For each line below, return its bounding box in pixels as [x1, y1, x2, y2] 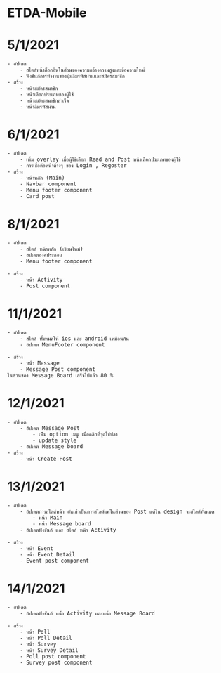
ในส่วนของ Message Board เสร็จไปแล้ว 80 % [7, 372, 114, 379]
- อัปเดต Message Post [20, 424, 80, 431]
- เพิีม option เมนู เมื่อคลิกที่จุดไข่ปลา [32, 431, 118, 438]
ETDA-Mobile [7, 5, 87, 21]
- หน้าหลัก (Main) [20, 174, 65, 182]
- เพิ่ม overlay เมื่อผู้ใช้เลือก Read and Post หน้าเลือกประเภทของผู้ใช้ [20, 156, 181, 163]
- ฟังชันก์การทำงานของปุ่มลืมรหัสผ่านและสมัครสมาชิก [20, 72, 125, 80]
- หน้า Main [32, 514, 63, 521]
